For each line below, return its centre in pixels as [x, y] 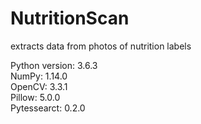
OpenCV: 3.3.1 [39, 86]
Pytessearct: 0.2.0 [48, 108]
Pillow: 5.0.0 [35, 97]
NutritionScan [70, 18]
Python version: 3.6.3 [54, 65]
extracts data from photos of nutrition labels [101, 46]
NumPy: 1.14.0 [39, 76]
